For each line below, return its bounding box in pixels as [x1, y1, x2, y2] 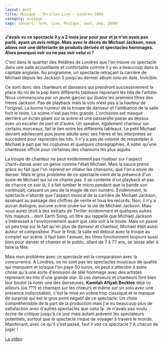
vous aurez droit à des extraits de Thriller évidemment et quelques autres [5, 208, 152, 214]
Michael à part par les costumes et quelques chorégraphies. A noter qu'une [5, 141, 157, 147]
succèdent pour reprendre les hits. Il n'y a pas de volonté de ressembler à [5, 136, 153, 142]
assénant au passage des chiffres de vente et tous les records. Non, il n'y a [5, 197, 156, 203]
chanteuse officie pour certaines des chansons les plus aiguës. [5, 147, 132, 152]
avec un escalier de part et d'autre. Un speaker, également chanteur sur [5, 121, 149, 127]
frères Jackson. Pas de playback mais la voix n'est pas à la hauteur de [5, 100, 146, 106]
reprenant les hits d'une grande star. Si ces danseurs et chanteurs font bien [5, 275, 157, 281]
